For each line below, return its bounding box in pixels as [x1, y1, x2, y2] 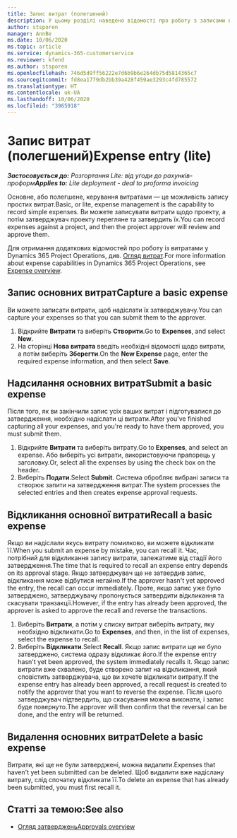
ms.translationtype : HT [7, 83, 78, 90]
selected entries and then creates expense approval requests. [17, 489, 197, 497]
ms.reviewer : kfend [7, 57, 65, 64]
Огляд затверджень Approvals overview [17, 822, 135, 831]
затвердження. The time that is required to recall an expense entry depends [7, 561, 228, 570]
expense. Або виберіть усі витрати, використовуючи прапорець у [17, 450, 216, 460]
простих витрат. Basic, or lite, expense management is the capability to [7, 199, 214, 209]
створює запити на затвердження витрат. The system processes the [17, 481, 221, 489]
